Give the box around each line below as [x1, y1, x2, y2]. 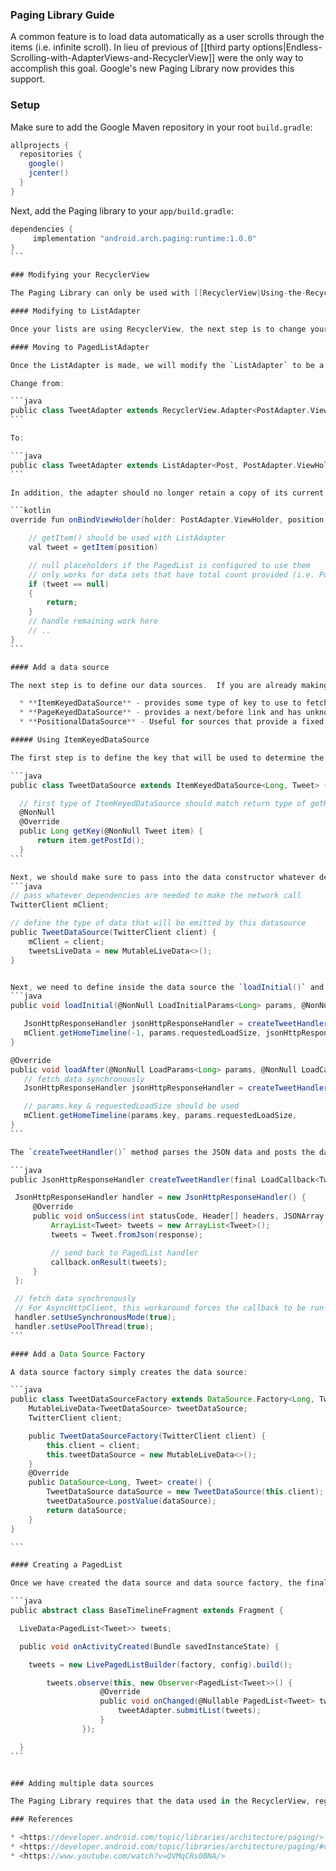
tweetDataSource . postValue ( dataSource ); [46, 1496, 217, 1507]
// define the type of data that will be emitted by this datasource [10, 918, 307, 928]
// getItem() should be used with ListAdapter [28, 533, 226, 543]
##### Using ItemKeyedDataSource [10, 735, 150, 745]
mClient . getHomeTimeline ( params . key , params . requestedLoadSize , [23, 1111, 298, 1121]
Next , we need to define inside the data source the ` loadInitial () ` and [10, 982, 325, 992]
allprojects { [10, 140, 70, 150]
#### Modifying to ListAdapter [10, 306, 141, 317]
